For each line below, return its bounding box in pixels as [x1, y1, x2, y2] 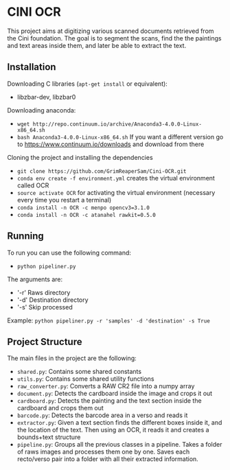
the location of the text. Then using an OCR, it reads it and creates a [16, 426, 209, 434]
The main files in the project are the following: [7, 354, 137, 362]
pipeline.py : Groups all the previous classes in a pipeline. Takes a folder [16, 440, 222, 449]
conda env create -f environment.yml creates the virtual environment [16, 174, 215, 182]
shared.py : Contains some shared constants [16, 368, 142, 376]
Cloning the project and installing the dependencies [7, 153, 153, 161]
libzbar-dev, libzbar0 [16, 93, 76, 101]
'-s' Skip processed [16, 303, 73, 311]
